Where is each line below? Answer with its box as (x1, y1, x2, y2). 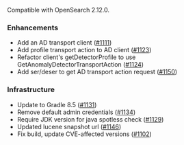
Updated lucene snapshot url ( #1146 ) (16, 122, 122, 131)
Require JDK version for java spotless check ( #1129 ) (16, 115, 164, 123)
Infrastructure (7, 85, 55, 95)
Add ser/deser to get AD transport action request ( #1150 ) (16, 68, 178, 76)
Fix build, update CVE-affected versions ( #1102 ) (16, 130, 152, 138)
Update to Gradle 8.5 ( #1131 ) (16, 100, 97, 109)
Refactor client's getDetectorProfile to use (16, 53, 136, 61)
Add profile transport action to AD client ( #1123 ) (16, 46, 152, 54)
